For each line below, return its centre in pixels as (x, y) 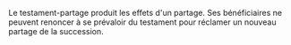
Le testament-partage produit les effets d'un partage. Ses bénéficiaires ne (145, 13)
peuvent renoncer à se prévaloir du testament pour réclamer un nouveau (142, 22)
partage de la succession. (56, 31)
